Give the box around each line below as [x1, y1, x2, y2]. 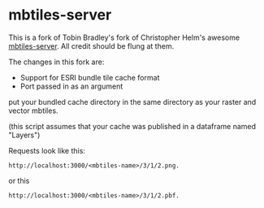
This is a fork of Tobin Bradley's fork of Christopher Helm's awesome [8, 32, 240, 42]
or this [8, 175, 30, 185]
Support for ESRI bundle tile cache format [19, 72, 160, 82]
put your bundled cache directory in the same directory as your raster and [8, 97, 257, 106]
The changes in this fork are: [8, 57, 105, 67]
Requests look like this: [8, 145, 85, 155]
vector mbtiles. [8, 106, 58, 115]
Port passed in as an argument [19, 81, 123, 91]
